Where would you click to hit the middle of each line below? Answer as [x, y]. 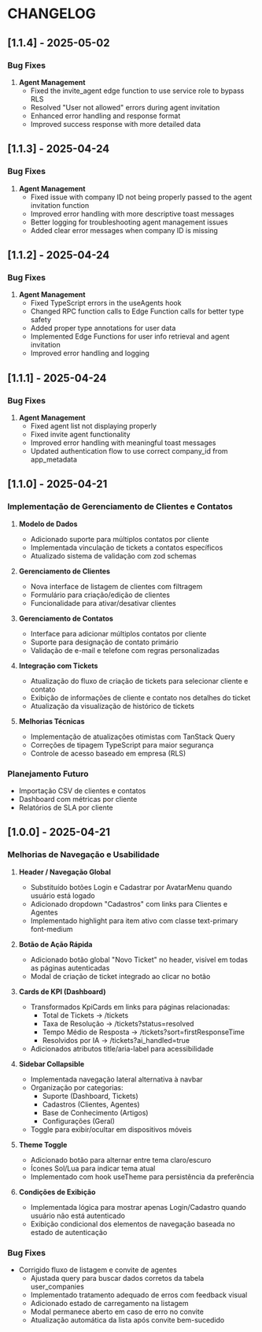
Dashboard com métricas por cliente [78, 799]
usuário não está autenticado [77, 1215]
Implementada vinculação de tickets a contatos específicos [127, 547]
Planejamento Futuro [48, 774]
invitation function [60, 205]
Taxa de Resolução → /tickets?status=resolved [118, 1023]
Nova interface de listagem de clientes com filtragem [116, 586]
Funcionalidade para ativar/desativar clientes [103, 603]
